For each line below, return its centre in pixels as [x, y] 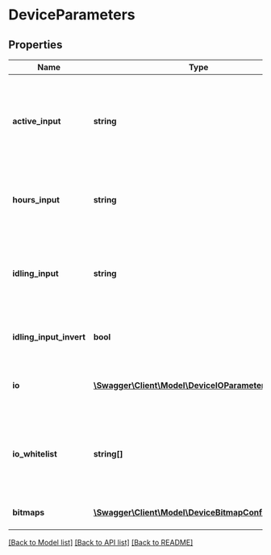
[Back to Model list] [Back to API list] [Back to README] [101, 542]
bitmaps [29, 512]
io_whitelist [35, 454]
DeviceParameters [72, 15]
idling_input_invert [49, 337]
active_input [37, 121]
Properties [35, 45]
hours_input [36, 200]
